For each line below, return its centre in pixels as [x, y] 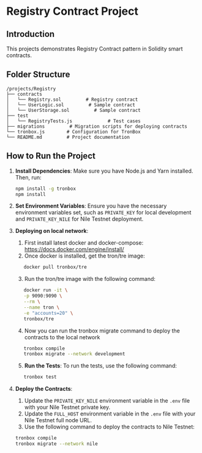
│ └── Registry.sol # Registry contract [72, 100]
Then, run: [28, 177]
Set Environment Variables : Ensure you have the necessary [91, 206]
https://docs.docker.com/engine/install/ [74, 250]
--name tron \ [42, 307]
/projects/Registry [31, 89]
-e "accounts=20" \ [48, 313]
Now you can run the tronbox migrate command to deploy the [102, 331]
